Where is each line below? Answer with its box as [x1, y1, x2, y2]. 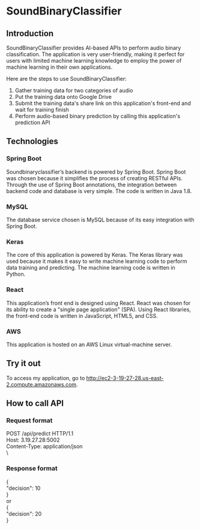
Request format [6, 416, 53, 425]
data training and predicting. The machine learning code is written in [6, 264, 175, 271]
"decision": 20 [6, 510, 42, 517]
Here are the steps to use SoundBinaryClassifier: [6, 75, 127, 82]
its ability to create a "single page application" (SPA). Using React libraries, [6, 306, 191, 313]
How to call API [6, 398, 64, 408]
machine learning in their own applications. [6, 63, 113, 71]
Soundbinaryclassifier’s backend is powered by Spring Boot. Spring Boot [6, 168, 186, 176]
